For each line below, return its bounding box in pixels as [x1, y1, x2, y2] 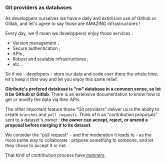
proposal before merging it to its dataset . [5, 122, 92, 128]
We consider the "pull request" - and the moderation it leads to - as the [5, 132, 152, 138]
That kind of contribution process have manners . [5, 152, 106, 158]
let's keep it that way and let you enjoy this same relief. [5, 76, 118, 82]
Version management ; [12, 40, 59, 46]
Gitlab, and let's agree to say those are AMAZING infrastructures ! [5, 20, 140, 26]
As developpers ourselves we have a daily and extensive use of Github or [5, 15, 156, 21]
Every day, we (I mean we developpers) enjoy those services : [5, 30, 133, 36]
